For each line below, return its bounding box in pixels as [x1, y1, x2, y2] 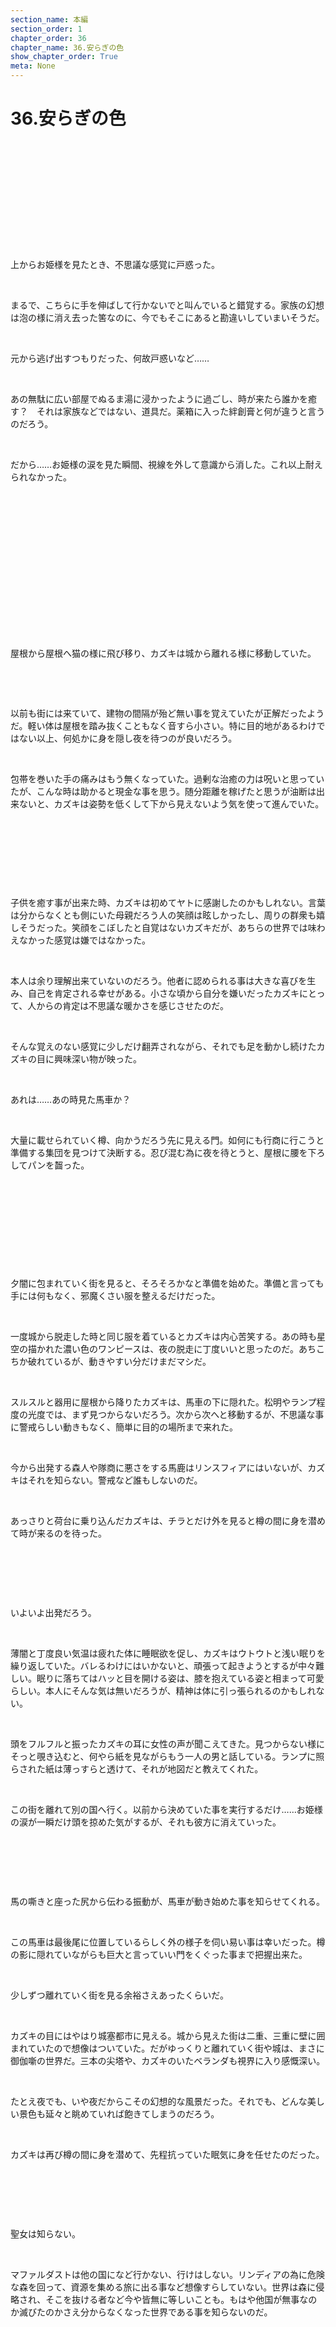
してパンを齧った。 [10, 1159, 90, 1171]
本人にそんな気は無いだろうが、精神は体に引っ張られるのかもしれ [44, 1684, 317, 1696]
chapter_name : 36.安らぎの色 [10, 42, 125, 53]
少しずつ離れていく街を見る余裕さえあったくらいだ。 [10, 1989, 229, 2001]
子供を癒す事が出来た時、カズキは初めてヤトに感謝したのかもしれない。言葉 [10, 896, 326, 908]
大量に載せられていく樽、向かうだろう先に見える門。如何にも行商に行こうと [10, 1134, 325, 1146]
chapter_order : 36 [10, 33, 87, 43]
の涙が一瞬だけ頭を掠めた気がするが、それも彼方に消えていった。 [10, 1816, 282, 1828]
